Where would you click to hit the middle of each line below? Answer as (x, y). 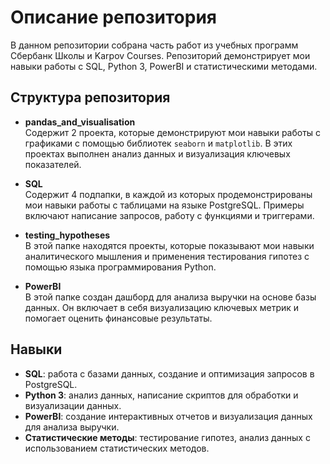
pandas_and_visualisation (80, 122)
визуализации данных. (73, 405)
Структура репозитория (90, 97)
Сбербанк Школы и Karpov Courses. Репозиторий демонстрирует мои (160, 55)
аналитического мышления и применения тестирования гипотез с (167, 256)
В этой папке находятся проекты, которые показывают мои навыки (169, 245)
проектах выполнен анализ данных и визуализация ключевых (157, 153)
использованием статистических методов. (117, 448)
